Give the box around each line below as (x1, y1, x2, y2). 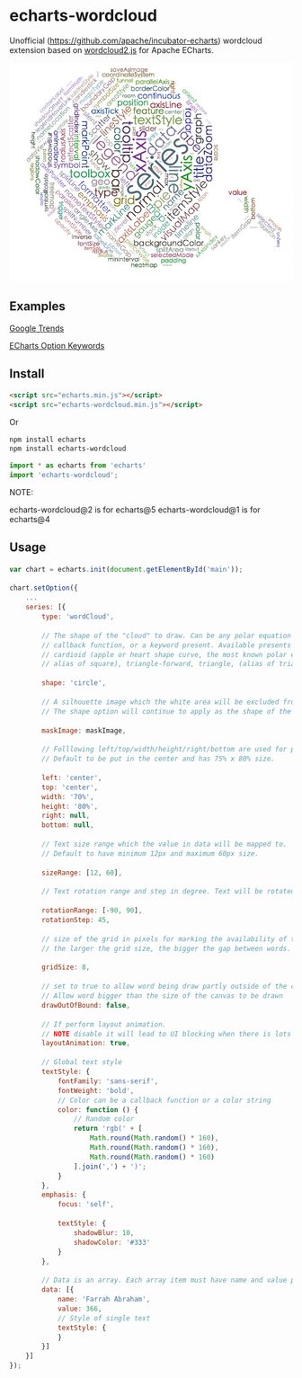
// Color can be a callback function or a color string (57, 1096, 271, 1105)
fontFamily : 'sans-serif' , (57, 1076, 159, 1086)
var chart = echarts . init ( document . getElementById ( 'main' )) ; (9, 565, 244, 573)
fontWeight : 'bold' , (57, 1086, 135, 1095)
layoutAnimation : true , (41, 1039, 130, 1048)
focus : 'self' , (57, 1200, 115, 1209)
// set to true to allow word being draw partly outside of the (41, 982, 288, 991)
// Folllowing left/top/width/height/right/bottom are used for (41, 745, 288, 754)
